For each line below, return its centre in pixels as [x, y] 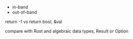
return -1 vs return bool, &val [34, 22]
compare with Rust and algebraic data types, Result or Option [67, 31]
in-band [20, 7]
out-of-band [25, 12]
